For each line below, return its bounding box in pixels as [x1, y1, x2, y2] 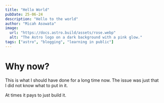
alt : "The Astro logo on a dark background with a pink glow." [9, 35, 142, 40]
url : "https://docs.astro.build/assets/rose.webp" [9, 30, 116, 35]
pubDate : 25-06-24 [5, 12, 43, 17]
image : [5, 26, 19, 31]
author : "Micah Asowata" [5, 21, 56, 26]
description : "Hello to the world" [5, 16, 79, 21]
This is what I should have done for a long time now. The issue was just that [5, 77, 159, 83]
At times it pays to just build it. [5, 92, 67, 98]
